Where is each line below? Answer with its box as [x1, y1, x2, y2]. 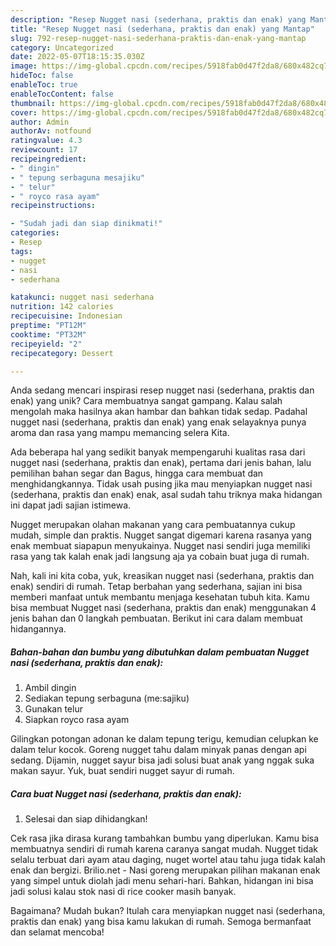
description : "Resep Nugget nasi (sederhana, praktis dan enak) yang [10, 14, 307, 25]
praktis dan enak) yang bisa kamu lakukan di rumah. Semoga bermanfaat [10, 916, 312, 928]
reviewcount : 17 [10, 145, 78, 155]
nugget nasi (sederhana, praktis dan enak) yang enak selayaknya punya [10, 416, 307, 428]
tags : [10, 246, 33, 256]
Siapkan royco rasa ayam [24, 714, 130, 726]
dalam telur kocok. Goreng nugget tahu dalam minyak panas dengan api [10, 744, 307, 756]
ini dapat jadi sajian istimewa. [10, 499, 132, 511]
